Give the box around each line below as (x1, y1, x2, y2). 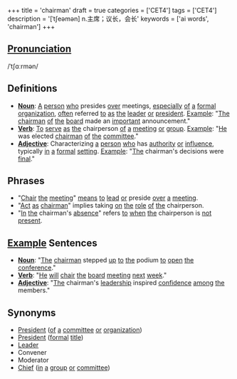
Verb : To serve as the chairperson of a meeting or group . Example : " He (17, 124, 228, 132)
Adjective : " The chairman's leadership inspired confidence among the (17, 279, 225, 287)
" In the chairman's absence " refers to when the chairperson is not (17, 209, 212, 218)
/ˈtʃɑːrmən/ (7, 62, 38, 70)
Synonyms (7, 306, 56, 319)
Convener (17, 348, 47, 357)
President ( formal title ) (17, 333, 84, 342)
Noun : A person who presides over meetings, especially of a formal (17, 101, 216, 110)
